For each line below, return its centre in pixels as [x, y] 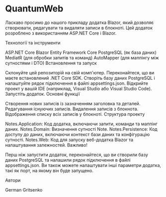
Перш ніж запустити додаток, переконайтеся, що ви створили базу [77, 155]
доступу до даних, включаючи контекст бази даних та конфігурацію [78, 134]
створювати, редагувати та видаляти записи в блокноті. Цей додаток [79, 27]
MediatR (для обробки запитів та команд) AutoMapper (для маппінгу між [82, 57]
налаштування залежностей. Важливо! [46, 145]
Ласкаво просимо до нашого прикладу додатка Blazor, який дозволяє [80, 22]
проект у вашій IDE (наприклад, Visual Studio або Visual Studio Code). [79, 88]
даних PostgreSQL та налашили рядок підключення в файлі [68, 160]
